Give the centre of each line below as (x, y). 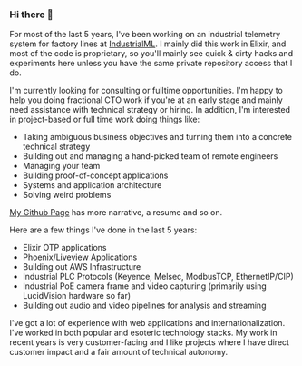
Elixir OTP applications (64, 248)
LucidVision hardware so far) (77, 296)
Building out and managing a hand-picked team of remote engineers (150, 156)
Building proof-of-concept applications (95, 175)
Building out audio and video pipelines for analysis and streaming (144, 306)
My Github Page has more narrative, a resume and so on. (116, 213)
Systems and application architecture (92, 185)
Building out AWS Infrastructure (82, 267)
